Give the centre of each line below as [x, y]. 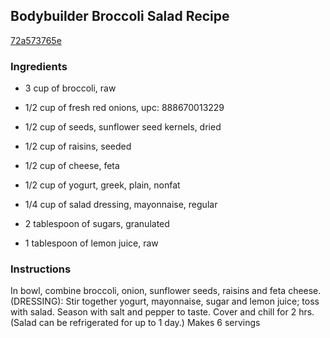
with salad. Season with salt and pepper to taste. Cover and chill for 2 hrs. [162, 312]
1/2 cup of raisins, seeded [78, 146]
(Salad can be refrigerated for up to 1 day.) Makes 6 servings [135, 323]
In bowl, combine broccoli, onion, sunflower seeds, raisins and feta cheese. [166, 291]
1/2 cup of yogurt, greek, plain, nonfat [102, 185]
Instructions [41, 269]
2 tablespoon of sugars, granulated [97, 224]
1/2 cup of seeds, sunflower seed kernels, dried [123, 127]
